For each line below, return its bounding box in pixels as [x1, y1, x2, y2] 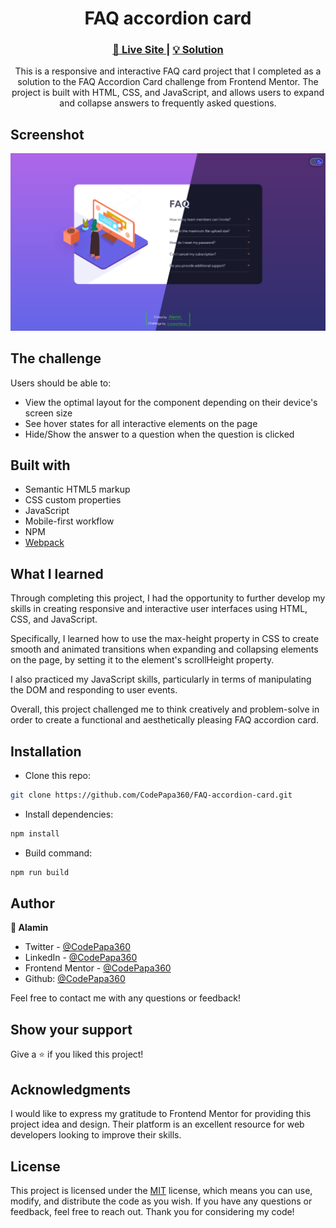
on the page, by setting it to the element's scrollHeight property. [10, 654, 275, 666]
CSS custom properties [24, 494, 122, 506]
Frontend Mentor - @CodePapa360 [24, 962, 172, 974]
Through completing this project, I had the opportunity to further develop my [10, 592, 326, 604]
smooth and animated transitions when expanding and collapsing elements [10, 643, 319, 656]
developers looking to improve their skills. [10, 1129, 182, 1141]
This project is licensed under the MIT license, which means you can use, [10, 1184, 313, 1196]
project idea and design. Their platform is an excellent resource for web [10, 1118, 305, 1131]
